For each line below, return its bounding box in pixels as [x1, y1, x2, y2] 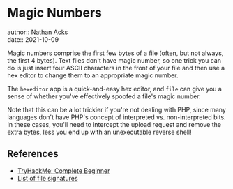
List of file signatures [17, 174, 78, 182]
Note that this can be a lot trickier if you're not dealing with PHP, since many [7, 105, 227, 114]
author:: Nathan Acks [7, 28, 68, 36]
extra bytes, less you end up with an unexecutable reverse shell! [7, 128, 192, 136]
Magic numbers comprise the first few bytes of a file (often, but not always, [7, 49, 224, 57]
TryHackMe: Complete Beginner [17, 166, 110, 175]
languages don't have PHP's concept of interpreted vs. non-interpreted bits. [7, 113, 226, 121]
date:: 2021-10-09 [7, 35, 59, 43]
